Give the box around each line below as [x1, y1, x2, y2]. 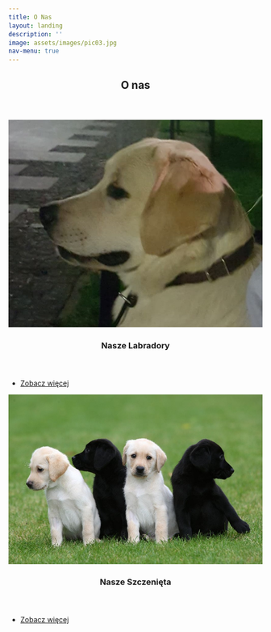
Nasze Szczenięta [99, 576, 172, 588]
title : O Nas [8, 13, 52, 21]
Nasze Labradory [101, 339, 170, 351]
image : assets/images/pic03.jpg [8, 39, 117, 47]
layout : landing [8, 21, 63, 30]
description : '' [8, 30, 63, 38]
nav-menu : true [8, 47, 60, 56]
